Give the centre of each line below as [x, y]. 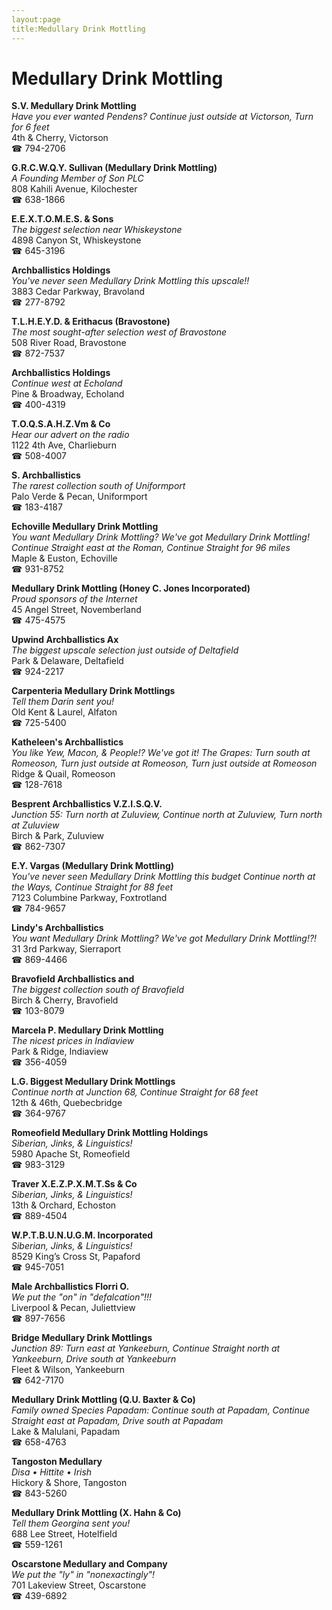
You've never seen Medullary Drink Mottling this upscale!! [130, 281]
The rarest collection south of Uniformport [98, 486]
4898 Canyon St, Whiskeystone [76, 240]
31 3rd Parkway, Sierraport [66, 949]
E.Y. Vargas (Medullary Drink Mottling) [93, 866]
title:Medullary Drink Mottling [78, 29]
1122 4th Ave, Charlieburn [64, 445]
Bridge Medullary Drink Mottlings [82, 1338]
